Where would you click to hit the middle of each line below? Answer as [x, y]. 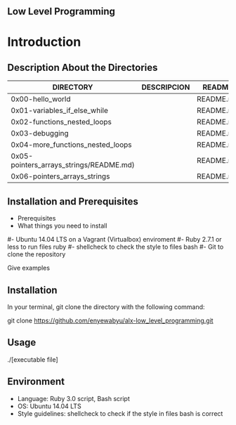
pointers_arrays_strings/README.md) [73, 165]
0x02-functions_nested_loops [61, 122]
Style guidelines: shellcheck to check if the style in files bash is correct [120, 413]
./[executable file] [33, 359]
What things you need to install [62, 226]
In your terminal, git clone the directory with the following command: [106, 307]
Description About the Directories [83, 67]
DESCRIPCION [166, 87]
